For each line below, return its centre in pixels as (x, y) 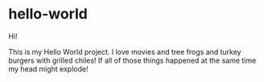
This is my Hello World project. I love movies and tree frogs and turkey (125, 51)
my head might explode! (48, 68)
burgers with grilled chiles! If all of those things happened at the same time (132, 60)
